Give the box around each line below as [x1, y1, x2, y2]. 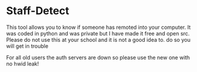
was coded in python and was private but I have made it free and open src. [6, 30, 190, 37]
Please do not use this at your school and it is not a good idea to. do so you [6, 36, 190, 43]
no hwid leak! [6, 60, 39, 67]
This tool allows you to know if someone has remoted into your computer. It [6, 24, 191, 31]
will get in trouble [6, 42, 49, 50]
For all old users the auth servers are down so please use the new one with [6, 54, 190, 61]
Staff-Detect [6, 4, 70, 18]
